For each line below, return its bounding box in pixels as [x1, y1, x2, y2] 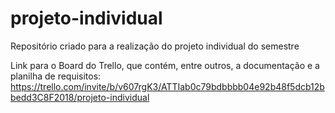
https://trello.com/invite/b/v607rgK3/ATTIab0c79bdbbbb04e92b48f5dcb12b [10, 80, 325, 92]
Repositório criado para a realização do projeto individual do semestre [10, 40, 300, 52]
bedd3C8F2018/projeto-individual [10, 91, 150, 103]
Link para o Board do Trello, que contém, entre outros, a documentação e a [10, 59, 320, 71]
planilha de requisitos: [10, 70, 102, 82]
